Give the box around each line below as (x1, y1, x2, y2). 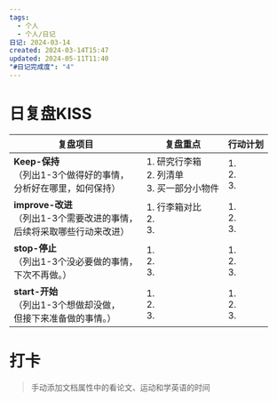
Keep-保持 (13, 155, 60, 167)
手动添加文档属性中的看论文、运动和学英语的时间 (30, 381, 210, 392)
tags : (9, 12, 29, 22)
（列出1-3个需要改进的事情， (13, 212, 138, 224)
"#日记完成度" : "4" (9, 63, 75, 72)
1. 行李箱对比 (146, 201, 202, 213)
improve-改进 (13, 198, 73, 211)
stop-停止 (13, 242, 57, 254)
